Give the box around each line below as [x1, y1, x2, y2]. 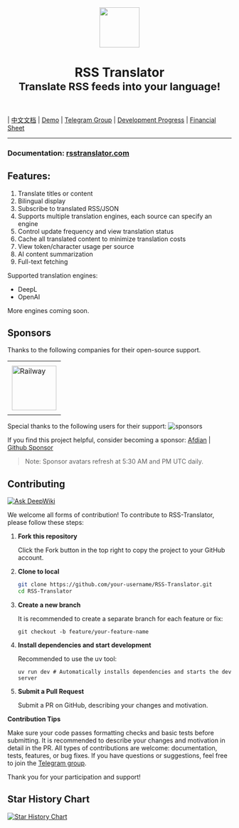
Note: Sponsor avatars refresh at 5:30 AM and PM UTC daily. [24, 457, 204, 466]
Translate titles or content [17, 189, 93, 198]
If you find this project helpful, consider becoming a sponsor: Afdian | [7, 436, 211, 444]
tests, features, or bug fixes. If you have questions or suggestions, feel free [7, 752, 228, 760]
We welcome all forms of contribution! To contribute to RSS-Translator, [7, 511, 215, 519]
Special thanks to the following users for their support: [7, 422, 167, 431]
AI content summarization [17, 250, 94, 258]
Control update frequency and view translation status [17, 227, 174, 235]
